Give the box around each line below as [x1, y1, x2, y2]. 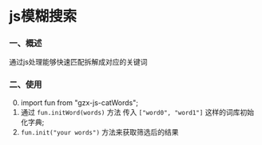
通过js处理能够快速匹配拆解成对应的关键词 [9, 57, 148, 67]
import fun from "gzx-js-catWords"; [20, 97, 139, 108]
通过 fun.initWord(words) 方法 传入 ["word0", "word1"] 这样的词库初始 [20, 107, 255, 116]
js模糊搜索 [9, 7, 77, 25]
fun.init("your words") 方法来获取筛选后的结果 [20, 127, 179, 136]
